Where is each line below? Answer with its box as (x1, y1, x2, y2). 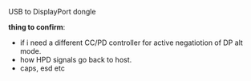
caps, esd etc (19, 63, 66, 73)
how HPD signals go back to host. (19, 55, 132, 64)
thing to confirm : (8, 22, 66, 31)
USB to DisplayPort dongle (8, 7, 96, 16)
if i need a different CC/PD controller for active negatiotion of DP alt (19, 38, 243, 47)
